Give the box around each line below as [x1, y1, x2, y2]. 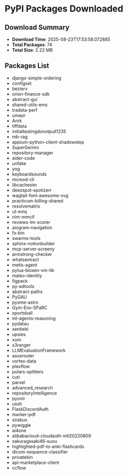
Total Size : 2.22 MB [11, 47, 53, 53]
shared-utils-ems [11, 102, 48, 108]
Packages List [4, 61, 49, 70]
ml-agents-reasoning [11, 315, 56, 321]
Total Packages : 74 [11, 42, 52, 48]
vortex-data [11, 358, 36, 364]
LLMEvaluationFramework [11, 347, 66, 353]
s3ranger [11, 342, 31, 348]
